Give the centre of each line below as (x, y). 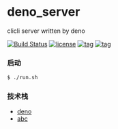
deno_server (44, 12)
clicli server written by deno (46, 31)
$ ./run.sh (23, 78)
